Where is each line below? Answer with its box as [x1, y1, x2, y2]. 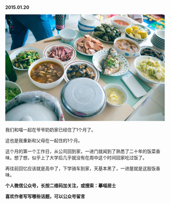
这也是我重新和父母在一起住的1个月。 [5, 137, 82, 144]
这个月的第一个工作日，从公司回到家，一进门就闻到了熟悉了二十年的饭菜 [5, 148, 156, 154]
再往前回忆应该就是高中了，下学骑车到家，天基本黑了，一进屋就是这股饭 [5, 165, 156, 172]
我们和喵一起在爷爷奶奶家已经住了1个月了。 [5, 126, 96, 132]
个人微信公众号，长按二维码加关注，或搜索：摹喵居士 [5, 182, 116, 188]
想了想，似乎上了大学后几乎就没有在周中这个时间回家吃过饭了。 [14, 154, 147, 160]
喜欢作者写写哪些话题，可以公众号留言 [5, 193, 85, 199]
